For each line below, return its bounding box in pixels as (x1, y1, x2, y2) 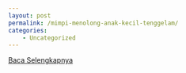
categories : (8, 26, 47, 34)
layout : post (8, 11, 51, 20)
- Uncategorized (22, 33, 77, 42)
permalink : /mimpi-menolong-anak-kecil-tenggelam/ (8, 19, 179, 27)
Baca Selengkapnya (8, 56, 74, 65)
